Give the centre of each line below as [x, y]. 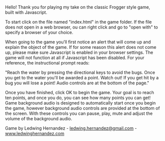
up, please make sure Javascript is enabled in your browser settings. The [79, 52]
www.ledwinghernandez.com [35, 133]
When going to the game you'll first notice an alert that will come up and [78, 42]
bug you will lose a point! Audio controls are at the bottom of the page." [77, 83]
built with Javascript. [26, 12]
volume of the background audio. [39, 119]
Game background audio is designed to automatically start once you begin [81, 103]
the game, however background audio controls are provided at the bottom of [82, 108]
